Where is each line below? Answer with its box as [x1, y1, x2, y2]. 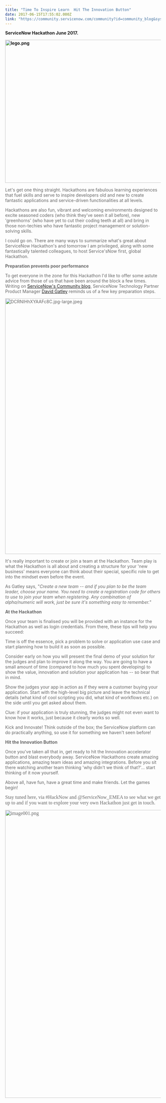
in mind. [5, 675, 22, 681]
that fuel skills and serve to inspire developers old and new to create [5, 192, 144, 198]
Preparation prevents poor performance [5, 263, 89, 269]
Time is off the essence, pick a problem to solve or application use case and [5, 638, 161, 644]
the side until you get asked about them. [5, 700, 87, 706]
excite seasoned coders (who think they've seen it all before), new [5, 212, 141, 218]
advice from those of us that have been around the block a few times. [5, 278, 147, 284]
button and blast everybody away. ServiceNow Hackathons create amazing [5, 754, 159, 760]
